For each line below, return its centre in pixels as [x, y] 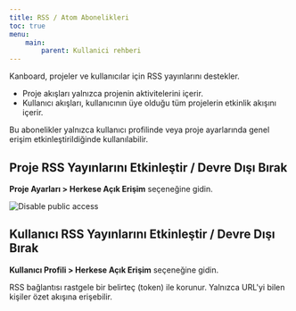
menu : [19, 34]
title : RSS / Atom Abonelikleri [69, 17]
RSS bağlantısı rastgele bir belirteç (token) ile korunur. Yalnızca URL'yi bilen [147, 287]
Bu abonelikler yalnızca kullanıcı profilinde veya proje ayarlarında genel [140, 130]
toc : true [28, 26]
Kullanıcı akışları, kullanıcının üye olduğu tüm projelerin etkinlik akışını [149, 103]
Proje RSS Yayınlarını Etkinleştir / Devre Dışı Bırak [148, 168]
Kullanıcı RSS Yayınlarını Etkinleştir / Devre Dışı [142, 235]
